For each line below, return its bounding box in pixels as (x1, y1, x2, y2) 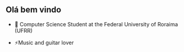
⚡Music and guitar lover (14, 39, 74, 46)
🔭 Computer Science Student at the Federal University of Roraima (14, 20, 179, 27)
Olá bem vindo (5, 5, 62, 15)
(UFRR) (14, 27, 33, 34)
